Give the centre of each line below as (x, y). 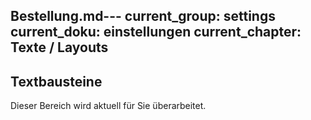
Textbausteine (56, 81)
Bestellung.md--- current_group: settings (143, 16)
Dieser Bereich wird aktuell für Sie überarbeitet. (108, 106)
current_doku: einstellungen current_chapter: (156, 32)
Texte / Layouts (59, 47)
